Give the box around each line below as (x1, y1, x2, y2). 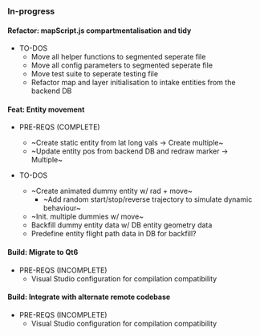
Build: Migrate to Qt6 (7, 247, 79, 256)
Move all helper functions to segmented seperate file (30, 52, 206, 62)
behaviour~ (43, 203, 81, 213)
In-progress (7, 6, 55, 17)
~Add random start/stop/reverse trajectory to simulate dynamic (43, 195, 253, 204)
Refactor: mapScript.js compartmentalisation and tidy (7, 26, 192, 35)
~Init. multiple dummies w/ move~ (30, 211, 144, 222)
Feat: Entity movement (7, 104, 85, 114)
